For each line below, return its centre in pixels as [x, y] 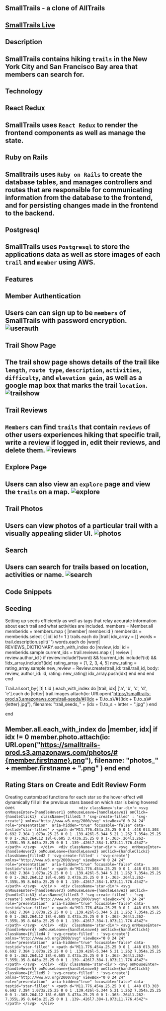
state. [14, 140]
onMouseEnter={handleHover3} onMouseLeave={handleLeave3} [66, 890]
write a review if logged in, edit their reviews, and [83, 443]
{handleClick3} [21, 895]
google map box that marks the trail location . [76, 386]
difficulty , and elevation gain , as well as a [74, 378]
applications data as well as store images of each [83, 254]
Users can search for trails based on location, [77, 567]
